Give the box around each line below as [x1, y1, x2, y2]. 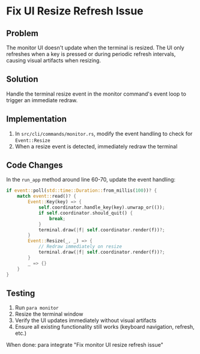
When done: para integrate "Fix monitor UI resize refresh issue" [6, 341, 163, 349]
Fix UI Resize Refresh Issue [6, 4, 144, 18]
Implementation [6, 114, 67, 124]
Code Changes [6, 160, 63, 171]
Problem [6, 28, 39, 38]
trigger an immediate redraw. [6, 96, 78, 103]
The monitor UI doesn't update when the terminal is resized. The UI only [6, 44, 184, 51]
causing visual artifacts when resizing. [6, 57, 101, 64]
